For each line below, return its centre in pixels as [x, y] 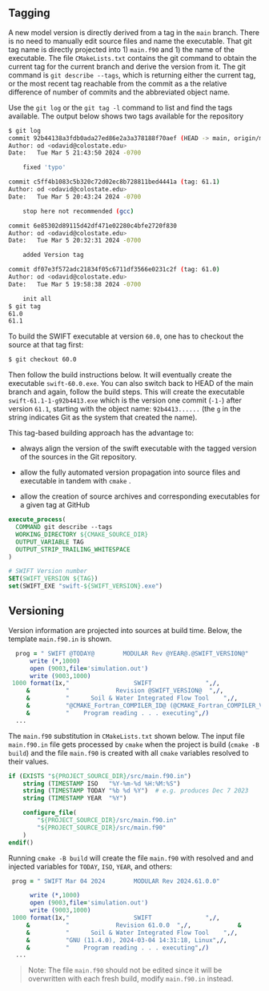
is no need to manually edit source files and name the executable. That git [130, 41]
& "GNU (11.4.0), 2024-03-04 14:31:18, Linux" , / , [126, 940]
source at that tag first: [46, 345]
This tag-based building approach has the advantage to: [101, 433]
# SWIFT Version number [48, 572]
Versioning [36, 611]
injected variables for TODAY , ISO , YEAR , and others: [90, 866]
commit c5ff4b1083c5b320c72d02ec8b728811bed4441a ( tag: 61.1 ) [114, 182]
